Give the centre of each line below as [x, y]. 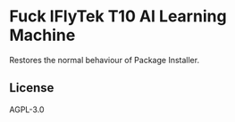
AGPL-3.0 [27, 110]
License [32, 88]
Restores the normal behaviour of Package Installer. [104, 60]
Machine [42, 35]
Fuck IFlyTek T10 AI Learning [118, 16]
